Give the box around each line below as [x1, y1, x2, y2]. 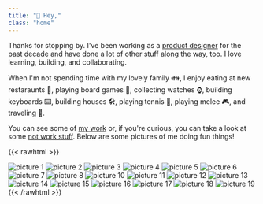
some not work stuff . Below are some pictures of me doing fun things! [8, 132, 235, 141]
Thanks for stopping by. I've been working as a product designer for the [8, 40, 242, 50]
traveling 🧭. [8, 108, 46, 117]
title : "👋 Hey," [8, 11, 61, 20]
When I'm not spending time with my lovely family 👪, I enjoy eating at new [8, 72, 251, 83]
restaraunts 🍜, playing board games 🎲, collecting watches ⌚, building [8, 84, 232, 95]
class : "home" [8, 19, 55, 27]
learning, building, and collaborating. [8, 57, 128, 67]
